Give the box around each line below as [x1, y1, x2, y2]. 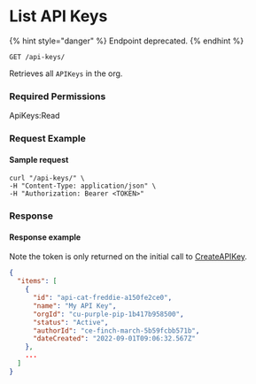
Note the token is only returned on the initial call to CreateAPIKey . [9, 251, 248, 262]
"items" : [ [17, 277, 58, 286]
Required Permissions [9, 90, 106, 103]
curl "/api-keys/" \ [9, 174, 86, 183]
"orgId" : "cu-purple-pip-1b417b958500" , [32, 310, 184, 319]
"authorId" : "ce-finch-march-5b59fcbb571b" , [32, 326, 200, 335]
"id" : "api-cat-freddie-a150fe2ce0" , [32, 294, 173, 303]
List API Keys [9, 6, 108, 27]
